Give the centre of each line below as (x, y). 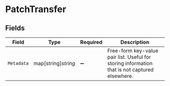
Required (91, 42)
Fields (15, 28)
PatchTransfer (36, 9)
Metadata (18, 63)
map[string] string (54, 63)
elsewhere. (120, 76)
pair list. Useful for (129, 57)
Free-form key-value (133, 51)
